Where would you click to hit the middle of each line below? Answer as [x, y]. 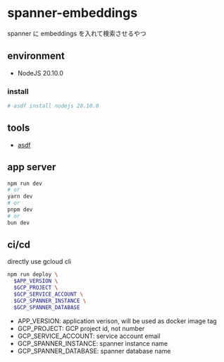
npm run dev [25, 183]
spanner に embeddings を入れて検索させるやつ [77, 33]
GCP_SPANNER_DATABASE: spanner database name [94, 351]
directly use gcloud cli [39, 262]
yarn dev [20, 197]
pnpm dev [20, 210]
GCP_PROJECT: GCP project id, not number [81, 328]
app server [32, 167]
